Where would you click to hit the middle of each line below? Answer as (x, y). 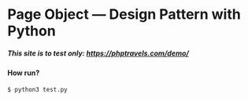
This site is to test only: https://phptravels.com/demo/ (98, 53)
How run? (24, 73)
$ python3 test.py (37, 89)
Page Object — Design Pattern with (124, 14)
